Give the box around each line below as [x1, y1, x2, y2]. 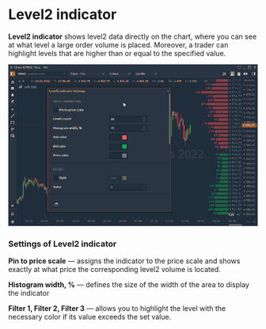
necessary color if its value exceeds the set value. [8, 312, 172, 322]
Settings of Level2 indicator [8, 238, 117, 249]
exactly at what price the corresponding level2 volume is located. [8, 265, 222, 274]
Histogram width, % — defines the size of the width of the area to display [8, 280, 249, 289]
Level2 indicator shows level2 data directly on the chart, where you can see [8, 32, 257, 41]
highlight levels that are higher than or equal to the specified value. [8, 48, 226, 58]
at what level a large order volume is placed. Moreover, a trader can [8, 40, 229, 49]
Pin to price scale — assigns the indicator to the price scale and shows [8, 256, 241, 266]
